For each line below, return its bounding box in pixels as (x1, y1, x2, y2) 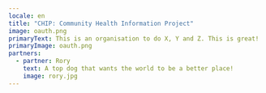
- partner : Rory (15, 57, 71, 66)
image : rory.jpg (23, 72, 79, 80)
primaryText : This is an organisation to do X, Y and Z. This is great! (8, 34, 260, 43)
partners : (8, 49, 42, 57)
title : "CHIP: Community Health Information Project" (8, 19, 195, 27)
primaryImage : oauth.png (8, 42, 92, 50)
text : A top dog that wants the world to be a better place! (23, 65, 234, 73)
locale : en (8, 11, 45, 20)
